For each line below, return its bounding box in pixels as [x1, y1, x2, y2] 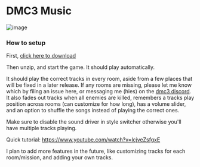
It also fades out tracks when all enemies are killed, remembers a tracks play [6, 94, 195, 102]
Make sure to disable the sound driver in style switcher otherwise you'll [6, 118, 181, 125]
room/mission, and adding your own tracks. [6, 154, 113, 161]
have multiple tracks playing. [6, 125, 77, 132]
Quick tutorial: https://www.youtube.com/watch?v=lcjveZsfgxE [6, 136, 161, 143]
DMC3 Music [6, 4, 72, 18]
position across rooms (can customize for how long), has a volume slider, [6, 100, 186, 108]
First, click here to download [6, 52, 76, 59]
